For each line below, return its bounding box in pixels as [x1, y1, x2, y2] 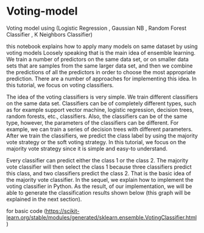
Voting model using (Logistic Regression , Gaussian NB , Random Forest [6, 24, 187, 32]
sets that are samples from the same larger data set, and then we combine [6, 62, 193, 69]
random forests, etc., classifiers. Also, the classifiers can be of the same [6, 113, 188, 120]
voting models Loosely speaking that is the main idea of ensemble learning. [6, 49, 196, 56]
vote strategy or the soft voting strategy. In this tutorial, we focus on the [6, 138, 186, 145]
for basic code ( [6, 207, 46, 214]
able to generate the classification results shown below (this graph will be [6, 189, 191, 196]
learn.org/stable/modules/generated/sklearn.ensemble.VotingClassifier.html [6, 214, 197, 221]
